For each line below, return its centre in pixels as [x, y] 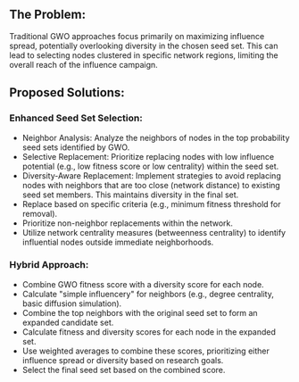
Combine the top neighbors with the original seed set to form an [140, 312]
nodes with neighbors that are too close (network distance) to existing [151, 185]
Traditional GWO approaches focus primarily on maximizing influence [137, 36]
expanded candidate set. [68, 322]
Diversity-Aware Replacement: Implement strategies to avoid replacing [151, 175]
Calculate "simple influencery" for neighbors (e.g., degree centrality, [148, 294]
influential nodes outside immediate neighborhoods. [118, 242]
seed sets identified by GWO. [76, 147]
